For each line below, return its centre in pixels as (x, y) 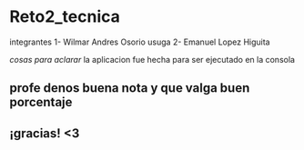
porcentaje (41, 102)
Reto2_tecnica (65, 17)
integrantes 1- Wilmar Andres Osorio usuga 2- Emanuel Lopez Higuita (140, 42)
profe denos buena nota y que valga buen (130, 88)
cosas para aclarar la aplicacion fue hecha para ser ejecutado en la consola (152, 59)
